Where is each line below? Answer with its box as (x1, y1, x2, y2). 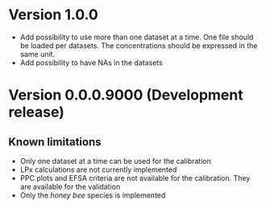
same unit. (19, 49, 55, 59)
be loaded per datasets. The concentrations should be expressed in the (19, 40, 258, 50)
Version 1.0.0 (8, 6, 98, 24)
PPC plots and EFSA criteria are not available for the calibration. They (19, 173, 251, 182)
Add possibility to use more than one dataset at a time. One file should (19, 32, 254, 42)
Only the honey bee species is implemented (19, 190, 166, 200)
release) (8, 103, 64, 121)
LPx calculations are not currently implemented (19, 165, 177, 174)
